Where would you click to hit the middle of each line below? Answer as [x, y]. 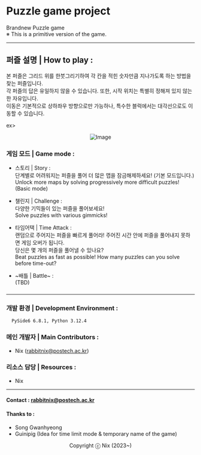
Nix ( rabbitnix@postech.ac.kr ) [52, 350]
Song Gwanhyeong [39, 427]
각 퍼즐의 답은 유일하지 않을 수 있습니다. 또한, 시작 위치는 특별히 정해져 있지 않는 [99, 91]
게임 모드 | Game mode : [40, 153]
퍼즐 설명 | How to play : [50, 60]
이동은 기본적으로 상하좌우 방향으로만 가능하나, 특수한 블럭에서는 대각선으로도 [97, 106]
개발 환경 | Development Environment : [62, 308]
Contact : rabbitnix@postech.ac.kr [50, 400]
